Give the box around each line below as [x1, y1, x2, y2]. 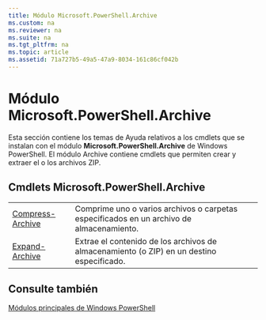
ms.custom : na [8, 19, 55, 27]
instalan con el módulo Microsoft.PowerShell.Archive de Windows [8, 141, 228, 150]
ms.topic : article [8, 48, 69, 56]
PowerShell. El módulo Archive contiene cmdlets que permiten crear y [8, 149, 237, 159]
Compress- [12, 208, 56, 219]
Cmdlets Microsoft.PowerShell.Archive [8, 181, 206, 194]
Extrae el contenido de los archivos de [74, 235, 218, 247]
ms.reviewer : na [8, 26, 62, 34]
